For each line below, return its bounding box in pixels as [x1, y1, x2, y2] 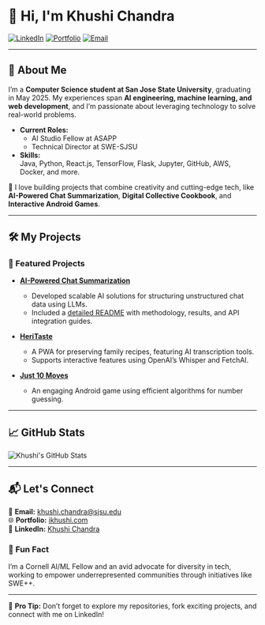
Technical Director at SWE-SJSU [31, 141, 138, 151]
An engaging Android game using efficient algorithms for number [31, 386, 243, 396]
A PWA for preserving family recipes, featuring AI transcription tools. [31, 347, 255, 356]
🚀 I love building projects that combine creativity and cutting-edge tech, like [8, 182, 255, 192]
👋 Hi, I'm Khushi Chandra [8, 7, 175, 25]
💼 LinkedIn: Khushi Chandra [8, 525, 100, 534]
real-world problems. [8, 110, 77, 119]
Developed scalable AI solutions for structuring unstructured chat [31, 292, 244, 301]
